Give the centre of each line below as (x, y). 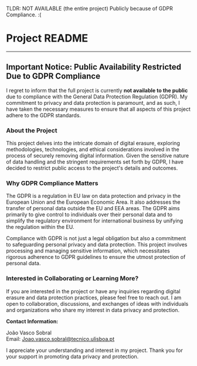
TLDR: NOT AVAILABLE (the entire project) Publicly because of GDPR (89, 8)
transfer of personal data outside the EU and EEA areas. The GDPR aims (93, 208)
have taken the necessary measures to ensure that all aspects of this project (98, 109)
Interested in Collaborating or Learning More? (72, 279)
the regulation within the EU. (40, 227)
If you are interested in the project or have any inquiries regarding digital (93, 291)
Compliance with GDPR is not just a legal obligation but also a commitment (96, 238)
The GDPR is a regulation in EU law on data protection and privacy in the (93, 196)
